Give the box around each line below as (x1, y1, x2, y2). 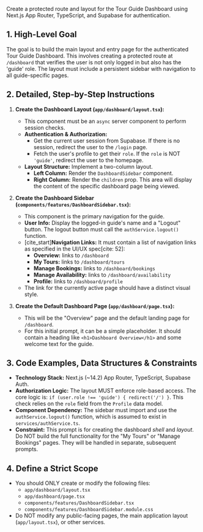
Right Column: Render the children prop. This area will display (33, 175, 193, 183)
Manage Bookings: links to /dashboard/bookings (33, 264, 156, 272)
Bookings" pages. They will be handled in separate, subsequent (15, 439, 176, 446)
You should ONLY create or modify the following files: (15, 479, 151, 487)
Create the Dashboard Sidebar (15, 194, 95, 201)
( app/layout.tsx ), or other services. (15, 519, 106, 526)
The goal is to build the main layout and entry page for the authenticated (6, 45, 188, 53)
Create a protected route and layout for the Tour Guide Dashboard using (6, 6, 188, 12)
